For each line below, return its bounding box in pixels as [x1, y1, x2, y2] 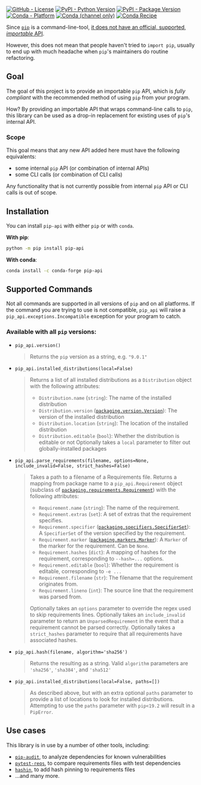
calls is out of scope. [6, 189, 58, 196]
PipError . [29, 708, 53, 715]
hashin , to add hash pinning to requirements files [14, 766, 136, 773]
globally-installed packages [38, 445, 107, 452]
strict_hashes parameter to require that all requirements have [29, 630, 182, 637]
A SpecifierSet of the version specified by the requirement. [38, 530, 186, 537]
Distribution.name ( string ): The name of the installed [38, 394, 172, 401]
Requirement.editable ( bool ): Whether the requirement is [38, 561, 179, 568]
